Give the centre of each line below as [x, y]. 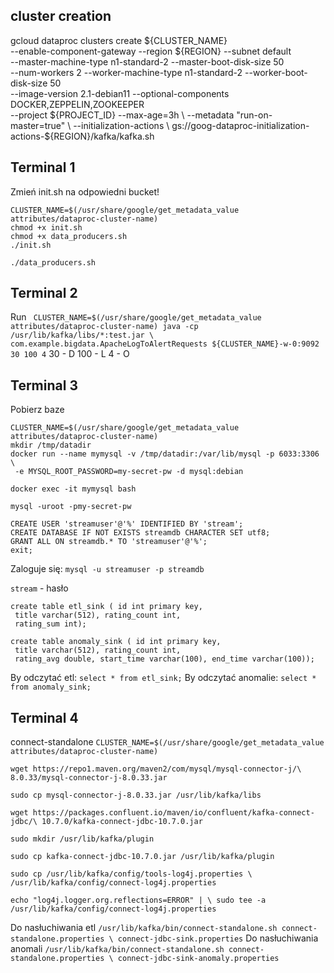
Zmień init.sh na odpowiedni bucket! [85, 191]
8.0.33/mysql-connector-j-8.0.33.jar [89, 778]
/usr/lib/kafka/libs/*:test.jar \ [82, 335]
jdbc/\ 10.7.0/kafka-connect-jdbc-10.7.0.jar [106, 822]
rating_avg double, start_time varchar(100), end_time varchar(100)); [164, 659]
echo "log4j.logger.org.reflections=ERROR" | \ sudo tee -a [138, 900]
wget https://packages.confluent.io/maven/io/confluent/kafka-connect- [162, 813]
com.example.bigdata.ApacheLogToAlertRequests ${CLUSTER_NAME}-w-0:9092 [165, 344]
